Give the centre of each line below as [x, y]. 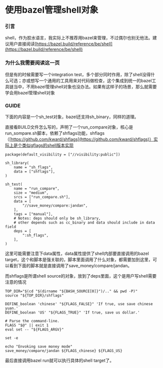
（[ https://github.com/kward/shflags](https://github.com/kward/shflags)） [79, 140]
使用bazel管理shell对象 [52, 10]
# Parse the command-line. [32, 321]
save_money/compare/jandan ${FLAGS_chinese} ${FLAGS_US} [64, 351]
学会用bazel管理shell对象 [30, 92]
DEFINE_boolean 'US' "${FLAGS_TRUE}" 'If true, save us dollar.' [72, 313]
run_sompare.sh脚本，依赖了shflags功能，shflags [55, 133]
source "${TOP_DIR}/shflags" [34, 296]
